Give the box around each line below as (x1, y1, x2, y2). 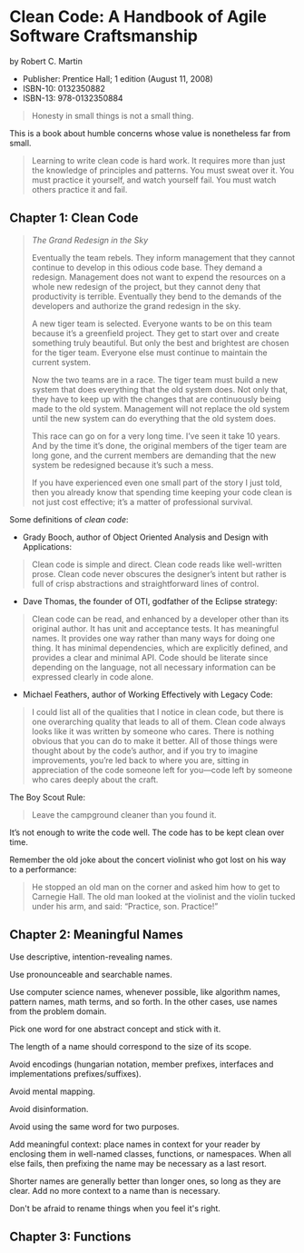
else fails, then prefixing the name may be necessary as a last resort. (9, 1158, 268, 1168)
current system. (31, 356, 92, 367)
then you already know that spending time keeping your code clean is (31, 486, 292, 497)
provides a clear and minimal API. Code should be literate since (31, 651, 269, 662)
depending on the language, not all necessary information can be (31, 661, 277, 672)
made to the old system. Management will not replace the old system (31, 403, 290, 414)
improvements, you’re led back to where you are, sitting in (31, 754, 250, 765)
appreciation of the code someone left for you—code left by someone (31, 764, 293, 775)
